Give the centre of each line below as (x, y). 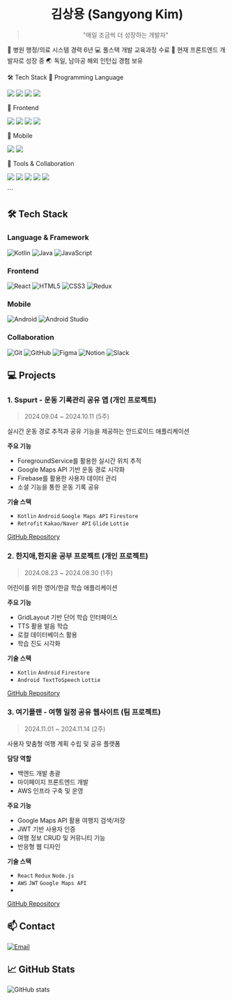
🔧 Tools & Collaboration (41, 163)
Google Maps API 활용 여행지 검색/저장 (71, 820)
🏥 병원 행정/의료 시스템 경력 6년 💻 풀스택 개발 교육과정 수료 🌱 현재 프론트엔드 (113, 50)
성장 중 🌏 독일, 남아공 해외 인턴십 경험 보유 (84, 61)
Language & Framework (48, 238)
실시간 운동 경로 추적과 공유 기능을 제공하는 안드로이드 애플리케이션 (98, 431)
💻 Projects (31, 375)
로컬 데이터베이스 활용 (47, 635)
